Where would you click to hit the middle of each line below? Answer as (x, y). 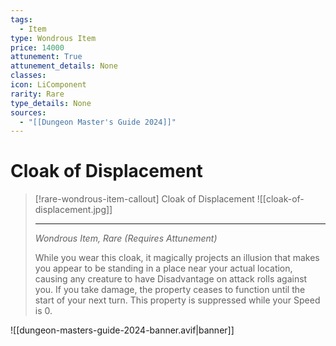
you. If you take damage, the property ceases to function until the (170, 290)
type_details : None (51, 103)
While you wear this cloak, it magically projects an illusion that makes (177, 258)
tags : (21, 19)
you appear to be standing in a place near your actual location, (163, 268)
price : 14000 (37, 47)
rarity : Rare (37, 94)
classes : (28, 76)
